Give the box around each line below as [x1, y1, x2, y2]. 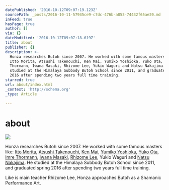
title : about [5, 40, 33, 45]
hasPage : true [5, 21, 35, 27]
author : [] [5, 26, 28, 31]
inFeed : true [5, 17, 33, 22]
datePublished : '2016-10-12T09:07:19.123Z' [5, 7, 98, 13]
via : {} [5, 31, 22, 36]
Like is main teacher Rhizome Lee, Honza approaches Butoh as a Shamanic [5, 174, 161, 181]
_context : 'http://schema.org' [5, 86, 71, 92]
